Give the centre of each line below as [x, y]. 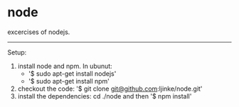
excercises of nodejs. [39, 32]
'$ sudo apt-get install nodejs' [72, 73]
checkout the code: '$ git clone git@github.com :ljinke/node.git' [110, 89]
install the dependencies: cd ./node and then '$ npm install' [105, 96]
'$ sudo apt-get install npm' [69, 81]
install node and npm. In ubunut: [65, 66]
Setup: [17, 52]
